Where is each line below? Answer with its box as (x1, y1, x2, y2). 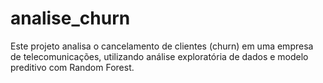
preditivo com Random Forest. (10, 61, 135, 73)
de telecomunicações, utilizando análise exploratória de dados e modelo (10, 50, 309, 62)
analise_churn (10, 7, 131, 30)
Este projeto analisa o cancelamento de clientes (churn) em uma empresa (10, 40, 314, 52)
